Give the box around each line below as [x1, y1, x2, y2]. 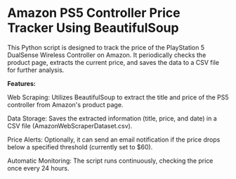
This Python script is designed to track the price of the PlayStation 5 [7, 43, 205, 51]
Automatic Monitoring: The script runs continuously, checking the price [7, 156, 214, 165]
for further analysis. [7, 66, 65, 74]
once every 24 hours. [7, 163, 70, 172]
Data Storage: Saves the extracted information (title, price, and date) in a [7, 114, 218, 123]
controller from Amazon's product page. [7, 100, 124, 109]
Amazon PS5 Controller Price [7, 5, 181, 21]
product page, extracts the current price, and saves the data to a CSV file [7, 58, 220, 66]
